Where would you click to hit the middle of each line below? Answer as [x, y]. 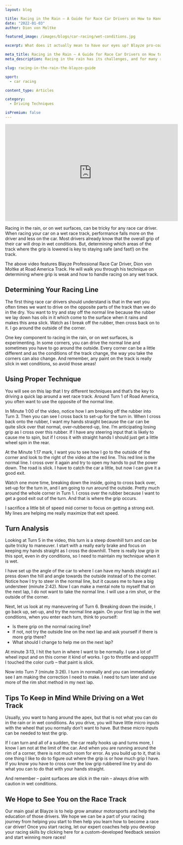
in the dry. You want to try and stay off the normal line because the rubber [80, 312]
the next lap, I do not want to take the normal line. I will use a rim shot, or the [83, 592]
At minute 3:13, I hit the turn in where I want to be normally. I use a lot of [78, 652]
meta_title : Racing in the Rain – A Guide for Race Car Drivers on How [80, 55]
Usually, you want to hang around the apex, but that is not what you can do [81, 717]
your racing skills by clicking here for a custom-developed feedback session [83, 832]
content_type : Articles [30, 90]
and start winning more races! [36, 837]
